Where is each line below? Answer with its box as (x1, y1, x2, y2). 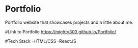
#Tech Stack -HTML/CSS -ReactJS (5, 38, 76, 44)
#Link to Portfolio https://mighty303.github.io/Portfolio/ (5, 29, 116, 34)
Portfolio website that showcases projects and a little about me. (5, 19, 134, 25)
